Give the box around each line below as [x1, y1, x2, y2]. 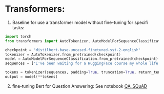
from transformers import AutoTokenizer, [5, 38, 91, 43]
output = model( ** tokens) [5, 75, 58, 79]
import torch [5, 34, 32, 39]
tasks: [12, 24, 24, 30]
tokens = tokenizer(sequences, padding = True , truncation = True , [5, 70, 137, 75]
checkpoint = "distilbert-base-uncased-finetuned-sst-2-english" [5, 47, 141, 52]
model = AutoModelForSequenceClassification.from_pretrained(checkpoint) [5, 56, 159, 61]
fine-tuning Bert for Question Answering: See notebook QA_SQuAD [12, 83, 147, 89]
